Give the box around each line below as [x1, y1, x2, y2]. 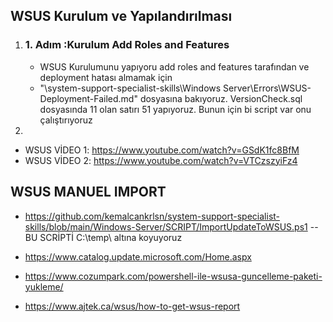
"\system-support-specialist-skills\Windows [39, 82, 222, 94]
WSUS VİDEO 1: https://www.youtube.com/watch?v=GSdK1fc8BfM [24, 144, 300, 156]
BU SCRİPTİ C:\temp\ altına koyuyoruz [24, 231, 183, 243]
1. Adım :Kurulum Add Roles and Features [24, 38, 230, 52]
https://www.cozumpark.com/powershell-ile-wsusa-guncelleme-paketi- [24, 270, 323, 282]
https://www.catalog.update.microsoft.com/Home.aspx [24, 250, 252, 263]
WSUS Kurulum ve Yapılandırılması [10, 8, 233, 25]
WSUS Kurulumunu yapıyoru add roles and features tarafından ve [39, 60, 310, 73]
